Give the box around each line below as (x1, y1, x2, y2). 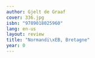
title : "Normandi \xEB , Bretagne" (6, 37, 90, 43)
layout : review (6, 31, 44, 37)
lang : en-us (6, 25, 36, 32)
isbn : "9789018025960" (6, 20, 63, 26)
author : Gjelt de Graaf (6, 8, 66, 15)
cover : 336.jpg (6, 14, 44, 21)
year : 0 (6, 43, 26, 49)
